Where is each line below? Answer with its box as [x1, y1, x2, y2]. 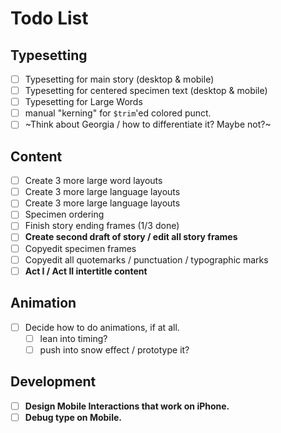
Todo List [10, 7, 89, 30]
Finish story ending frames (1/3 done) [24, 220, 180, 232]
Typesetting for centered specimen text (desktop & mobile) [24, 85, 268, 97]
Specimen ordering [24, 208, 105, 221]
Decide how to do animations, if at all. [24, 321, 180, 333]
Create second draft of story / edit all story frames [24, 231, 238, 243]
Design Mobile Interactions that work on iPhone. [24, 400, 230, 412]
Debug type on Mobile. [24, 411, 122, 423]
